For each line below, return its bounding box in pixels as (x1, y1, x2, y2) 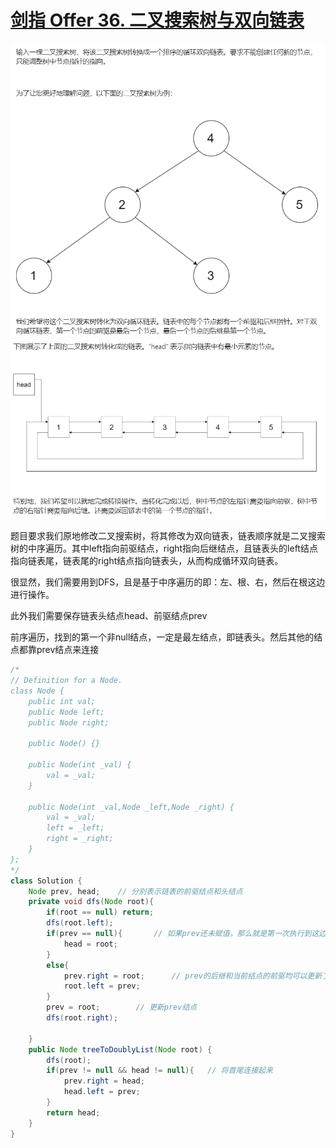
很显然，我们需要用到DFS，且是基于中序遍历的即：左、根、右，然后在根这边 (10, 576, 326, 588)
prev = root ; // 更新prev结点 (46, 1002, 198, 1013)
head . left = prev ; (63, 1087, 141, 1097)
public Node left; (28, 707, 105, 717)
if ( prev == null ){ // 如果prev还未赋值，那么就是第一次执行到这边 (46, 929, 327, 939)
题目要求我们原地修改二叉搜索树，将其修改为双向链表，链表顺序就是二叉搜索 (10, 530, 326, 542)
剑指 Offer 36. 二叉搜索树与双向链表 (10, 9, 305, 32)
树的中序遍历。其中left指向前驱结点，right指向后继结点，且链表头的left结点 (10, 542, 318, 555)
